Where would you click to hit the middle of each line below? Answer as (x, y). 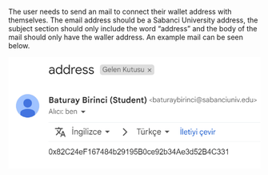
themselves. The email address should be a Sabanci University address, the (133, 20)
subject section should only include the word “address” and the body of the (133, 28)
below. (19, 46)
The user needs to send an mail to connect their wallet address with (120, 12)
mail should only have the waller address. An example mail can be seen (126, 37)
